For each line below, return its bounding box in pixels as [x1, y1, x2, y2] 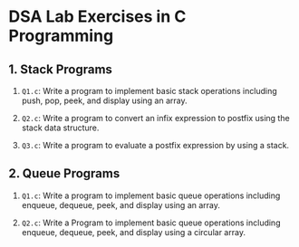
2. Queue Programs [8, 166, 121, 182]
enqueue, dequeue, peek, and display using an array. [21, 199, 221, 210]
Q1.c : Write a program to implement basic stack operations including [21, 86, 277, 96]
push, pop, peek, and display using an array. [21, 95, 188, 106]
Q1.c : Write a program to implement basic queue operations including [21, 190, 281, 201]
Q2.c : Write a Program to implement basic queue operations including [21, 217, 281, 228]
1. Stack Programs [8, 62, 112, 77]
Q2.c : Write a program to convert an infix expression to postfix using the [21, 113, 291, 123]
